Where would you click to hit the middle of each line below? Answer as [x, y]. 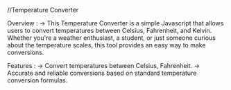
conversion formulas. [37, 80]
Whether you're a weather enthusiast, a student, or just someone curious [112, 38]
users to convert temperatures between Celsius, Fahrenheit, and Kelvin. [110, 31]
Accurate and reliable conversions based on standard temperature [102, 73]
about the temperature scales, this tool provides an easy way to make [106, 45]
